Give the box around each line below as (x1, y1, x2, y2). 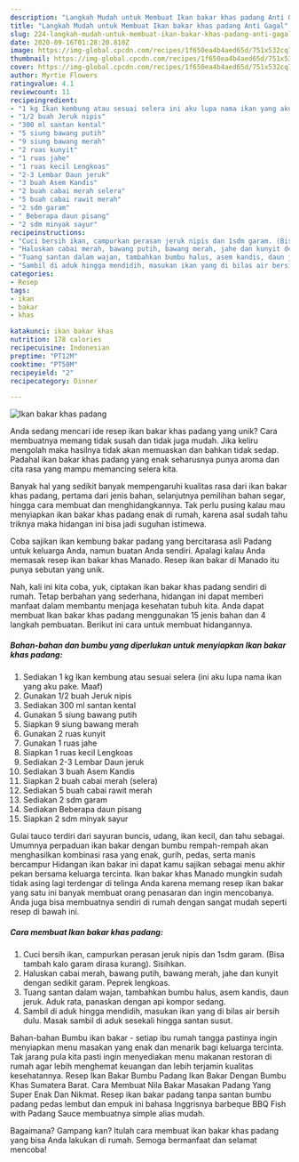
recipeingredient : (10, 95, 78, 105)
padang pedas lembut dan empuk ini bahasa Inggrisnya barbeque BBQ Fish (10, 1099, 287, 1110)
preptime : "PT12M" (10, 351, 78, 360)
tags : (10, 286, 30, 295)
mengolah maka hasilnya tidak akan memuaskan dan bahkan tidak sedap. (10, 445, 279, 456)
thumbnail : (10, 54, 51, 63)
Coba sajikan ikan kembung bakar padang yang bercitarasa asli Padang (10, 536, 272, 547)
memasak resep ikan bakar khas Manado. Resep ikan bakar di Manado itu (10, 555, 280, 566)
